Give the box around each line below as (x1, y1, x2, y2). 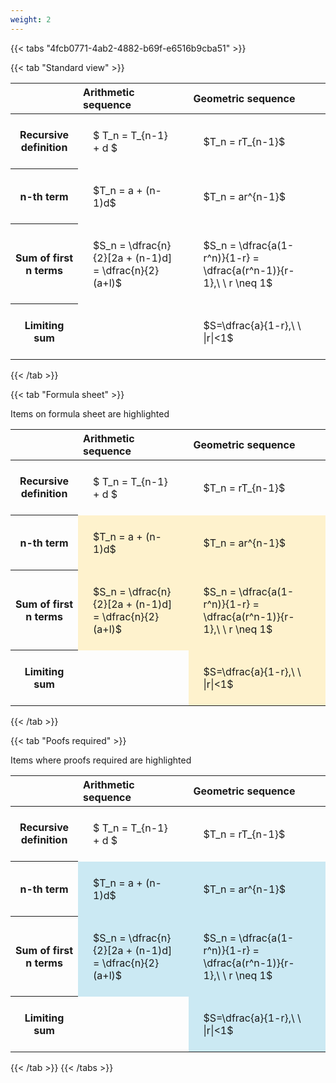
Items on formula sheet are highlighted (10, 407, 170, 420)
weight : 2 (10, 14, 52, 25)
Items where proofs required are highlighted (10, 754, 192, 766)
